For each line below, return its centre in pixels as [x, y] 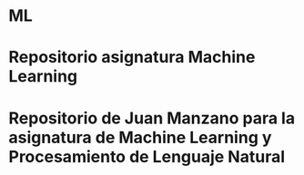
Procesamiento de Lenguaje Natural [147, 156]
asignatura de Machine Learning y [140, 137]
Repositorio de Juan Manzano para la [152, 118]
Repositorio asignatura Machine [132, 58]
